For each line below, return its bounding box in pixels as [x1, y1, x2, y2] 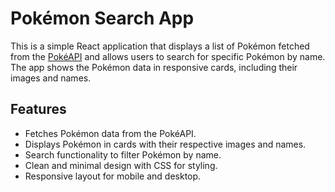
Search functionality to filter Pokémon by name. [24, 148, 222, 161]
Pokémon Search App [10, 7, 195, 30]
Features [10, 101, 67, 118]
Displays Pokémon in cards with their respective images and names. [24, 138, 307, 150]
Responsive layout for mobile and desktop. [24, 170, 202, 182]
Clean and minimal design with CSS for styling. [24, 159, 218, 171]
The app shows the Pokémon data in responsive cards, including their [10, 61, 298, 73]
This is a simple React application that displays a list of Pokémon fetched [10, 40, 310, 52]
